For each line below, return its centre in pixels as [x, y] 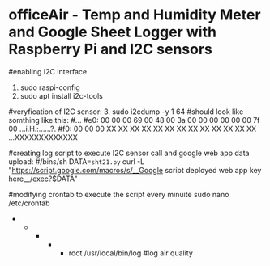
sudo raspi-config [50, 87]
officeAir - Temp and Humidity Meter [135, 15]
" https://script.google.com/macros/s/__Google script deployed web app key [135, 170]
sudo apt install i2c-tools [61, 95]
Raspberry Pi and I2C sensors [111, 49]
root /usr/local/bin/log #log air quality [131, 253]
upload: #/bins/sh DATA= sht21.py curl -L [77, 161]
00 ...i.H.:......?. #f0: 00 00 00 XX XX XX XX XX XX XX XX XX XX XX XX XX [133, 129]
